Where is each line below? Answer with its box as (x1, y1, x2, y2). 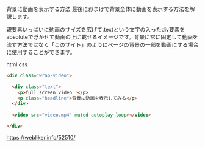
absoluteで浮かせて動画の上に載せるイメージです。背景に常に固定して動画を (6, 33, 198, 41)
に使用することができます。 (6, 49, 76, 56)
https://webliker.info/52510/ (6, 134, 76, 141)
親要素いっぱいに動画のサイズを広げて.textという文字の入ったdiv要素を (6, 26, 185, 33)
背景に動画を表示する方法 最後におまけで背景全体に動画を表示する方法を (6, 5, 190, 12)
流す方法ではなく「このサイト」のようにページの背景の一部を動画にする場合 (6, 41, 199, 48)
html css (6, 61, 28, 68)
